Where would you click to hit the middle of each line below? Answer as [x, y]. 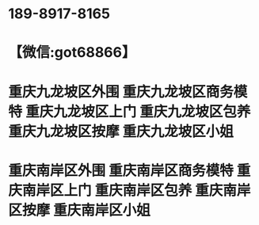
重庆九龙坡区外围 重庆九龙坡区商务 [121, 92]
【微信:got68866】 [72, 53]
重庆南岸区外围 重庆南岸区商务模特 [121, 170]
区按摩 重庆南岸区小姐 [79, 210]
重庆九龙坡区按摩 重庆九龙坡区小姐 [121, 131]
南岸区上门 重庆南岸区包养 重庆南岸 [137, 190]
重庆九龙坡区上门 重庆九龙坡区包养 [138, 111]
